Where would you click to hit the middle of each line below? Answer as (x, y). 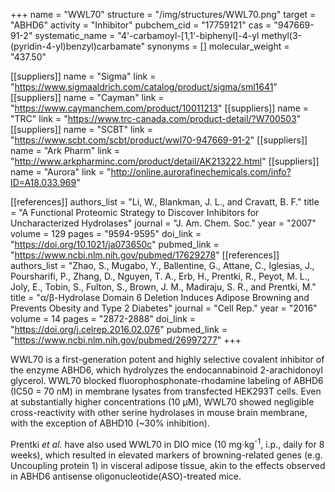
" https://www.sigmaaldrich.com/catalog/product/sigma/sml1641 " (144, 87)
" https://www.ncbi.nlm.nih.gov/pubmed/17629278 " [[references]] (145, 255)
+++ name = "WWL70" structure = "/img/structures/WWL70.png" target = (163, 14)
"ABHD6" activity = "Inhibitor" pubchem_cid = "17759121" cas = (141, 25)
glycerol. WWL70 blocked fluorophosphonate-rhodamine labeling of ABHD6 (167, 380)
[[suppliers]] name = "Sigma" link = (83, 76)
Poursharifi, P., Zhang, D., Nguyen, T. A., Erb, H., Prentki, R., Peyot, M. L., (160, 276)
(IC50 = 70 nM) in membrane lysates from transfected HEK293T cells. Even (166, 391)
